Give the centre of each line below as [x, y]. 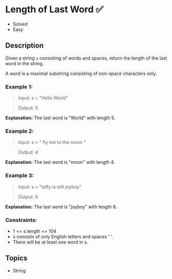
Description [24, 45]
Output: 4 [28, 152]
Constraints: [21, 220]
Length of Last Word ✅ [54, 10]
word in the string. [25, 63]
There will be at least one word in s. [50, 242]
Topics [16, 258]
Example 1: [19, 87]
